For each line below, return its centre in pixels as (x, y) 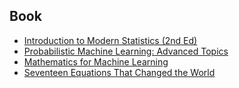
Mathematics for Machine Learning (96, 61)
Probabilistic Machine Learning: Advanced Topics (126, 51)
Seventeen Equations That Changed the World (119, 72)
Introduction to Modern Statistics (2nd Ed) (110, 40)
